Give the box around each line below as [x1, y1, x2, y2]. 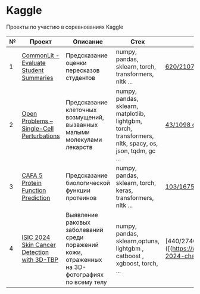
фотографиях [65, 270, 104, 278]
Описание [73, 37, 103, 45]
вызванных [65, 120, 98, 129]
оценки [65, 58, 87, 67]
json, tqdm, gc [115, 147, 156, 155]
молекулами [65, 135, 102, 144]
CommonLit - [21, 51, 60, 60]
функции [65, 186, 91, 194]
